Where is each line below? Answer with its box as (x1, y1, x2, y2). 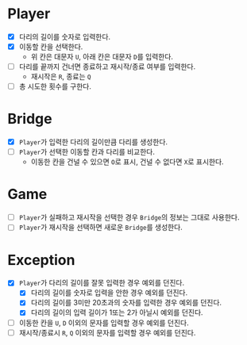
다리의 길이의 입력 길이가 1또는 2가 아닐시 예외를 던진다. (30, 308, 203, 317)
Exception (7, 251, 75, 269)
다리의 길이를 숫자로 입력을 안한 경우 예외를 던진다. (30, 288, 188, 297)
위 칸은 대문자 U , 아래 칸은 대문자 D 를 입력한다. (30, 52, 174, 62)
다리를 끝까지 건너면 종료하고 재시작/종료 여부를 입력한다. (18, 62, 196, 71)
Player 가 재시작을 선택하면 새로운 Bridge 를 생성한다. (18, 223, 183, 232)
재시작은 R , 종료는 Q (30, 72, 91, 82)
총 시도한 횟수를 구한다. (18, 82, 92, 91)
